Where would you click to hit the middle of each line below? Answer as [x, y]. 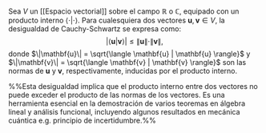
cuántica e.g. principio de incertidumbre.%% [82, 120]
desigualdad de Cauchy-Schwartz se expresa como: [95, 29]
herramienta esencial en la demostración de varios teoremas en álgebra [127, 103]
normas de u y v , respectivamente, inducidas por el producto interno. [123, 71]
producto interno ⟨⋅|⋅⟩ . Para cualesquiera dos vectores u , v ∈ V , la [117, 20]
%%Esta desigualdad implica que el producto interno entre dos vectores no [133, 86]
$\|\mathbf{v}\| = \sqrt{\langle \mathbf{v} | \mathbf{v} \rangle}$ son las [127, 62]
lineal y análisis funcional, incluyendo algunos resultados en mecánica [124, 112]
